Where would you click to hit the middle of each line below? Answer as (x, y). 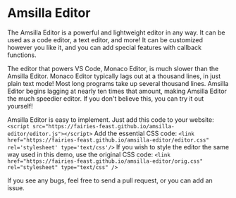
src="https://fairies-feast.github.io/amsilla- (104, 126)
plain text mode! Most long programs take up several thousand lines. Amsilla (118, 83)
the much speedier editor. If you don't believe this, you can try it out (106, 98)
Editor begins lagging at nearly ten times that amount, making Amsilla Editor (117, 91)
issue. (16, 187)
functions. (22, 55)
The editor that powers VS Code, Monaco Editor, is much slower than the (113, 68)
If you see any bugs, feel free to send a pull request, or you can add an (110, 180)
